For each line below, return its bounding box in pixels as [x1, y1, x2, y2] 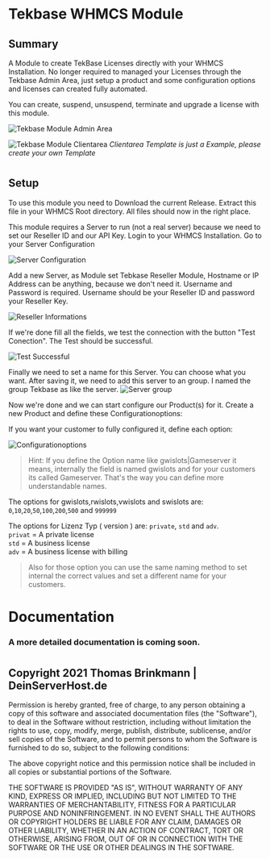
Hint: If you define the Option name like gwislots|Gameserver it [27, 455, 237, 465]
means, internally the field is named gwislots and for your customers [27, 464, 256, 473]
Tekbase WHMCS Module [8, 5, 184, 23]
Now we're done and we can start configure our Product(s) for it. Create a [8, 400, 254, 410]
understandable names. [27, 481, 107, 490]
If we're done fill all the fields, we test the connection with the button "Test [8, 327, 255, 337]
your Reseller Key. [8, 296, 69, 306]
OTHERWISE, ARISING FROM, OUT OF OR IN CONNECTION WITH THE [8, 834, 243, 844]
